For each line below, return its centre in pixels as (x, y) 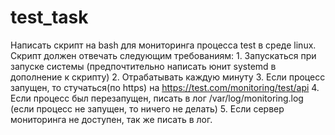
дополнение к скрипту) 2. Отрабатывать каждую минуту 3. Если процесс (168, 77)
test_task (49, 17)
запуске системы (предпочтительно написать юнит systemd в (143, 66)
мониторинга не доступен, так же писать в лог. (111, 119)
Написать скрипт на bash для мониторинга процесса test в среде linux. (163, 45)
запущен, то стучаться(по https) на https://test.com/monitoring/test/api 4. (165, 87)
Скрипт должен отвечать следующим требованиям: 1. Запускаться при (163, 55)
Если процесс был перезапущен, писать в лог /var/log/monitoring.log (157, 98)
